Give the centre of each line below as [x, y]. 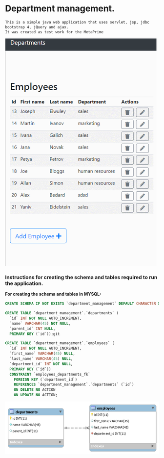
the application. [24, 283]
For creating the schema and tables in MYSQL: [53, 294]
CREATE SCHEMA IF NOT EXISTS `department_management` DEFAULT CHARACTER [81, 304]
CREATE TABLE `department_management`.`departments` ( [62, 313]
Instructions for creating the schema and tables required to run [81, 277]
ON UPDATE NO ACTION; [36, 395]
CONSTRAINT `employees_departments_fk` [50, 374]
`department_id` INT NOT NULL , [41, 364]
